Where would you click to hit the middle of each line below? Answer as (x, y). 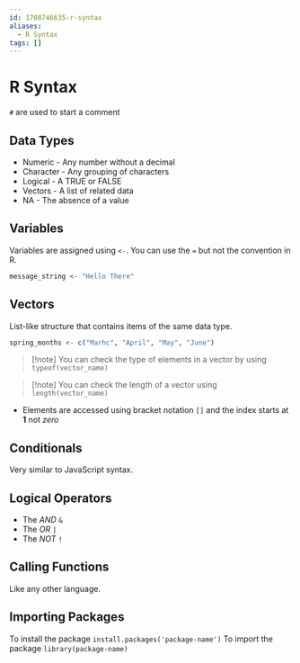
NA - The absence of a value (75, 200)
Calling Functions (59, 567)
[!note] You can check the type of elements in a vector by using (149, 360)
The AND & (42, 520)
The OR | (40, 529)
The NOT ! (42, 539)
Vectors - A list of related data (78, 191)
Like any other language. (55, 588)
